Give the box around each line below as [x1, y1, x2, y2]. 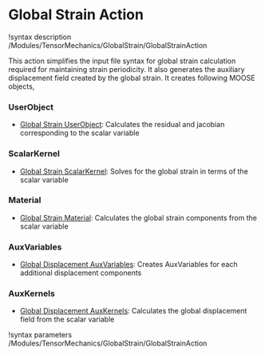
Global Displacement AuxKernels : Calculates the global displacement [19, 306, 247, 316]
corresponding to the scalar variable [19, 128, 140, 138]
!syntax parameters [8, 330, 73, 340]
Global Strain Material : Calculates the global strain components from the [19, 213, 258, 222]
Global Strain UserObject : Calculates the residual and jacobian [19, 120, 225, 130]
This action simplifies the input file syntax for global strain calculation [8, 56, 236, 66]
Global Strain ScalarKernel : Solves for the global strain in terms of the [19, 166, 249, 176]
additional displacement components [19, 268, 142, 277]
